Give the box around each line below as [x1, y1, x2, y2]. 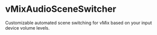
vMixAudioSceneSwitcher [5, 3, 116, 15]
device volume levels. [5, 25, 50, 31]
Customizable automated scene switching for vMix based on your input [5, 20, 152, 26]
